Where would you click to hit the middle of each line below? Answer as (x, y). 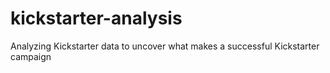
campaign (31, 56)
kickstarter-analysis (96, 18)
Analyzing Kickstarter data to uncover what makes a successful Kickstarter (165, 46)
